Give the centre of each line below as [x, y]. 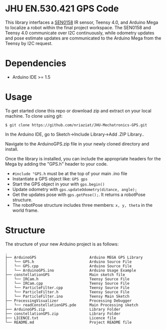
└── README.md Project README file [69, 322]
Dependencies [36, 64]
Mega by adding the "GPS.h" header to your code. [56, 164]
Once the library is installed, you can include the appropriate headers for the [83, 158]
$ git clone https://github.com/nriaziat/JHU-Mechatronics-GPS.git [76, 125]
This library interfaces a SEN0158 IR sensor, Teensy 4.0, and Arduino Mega [82, 22]
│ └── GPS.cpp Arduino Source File [69, 266]
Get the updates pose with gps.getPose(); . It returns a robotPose [79, 194]
